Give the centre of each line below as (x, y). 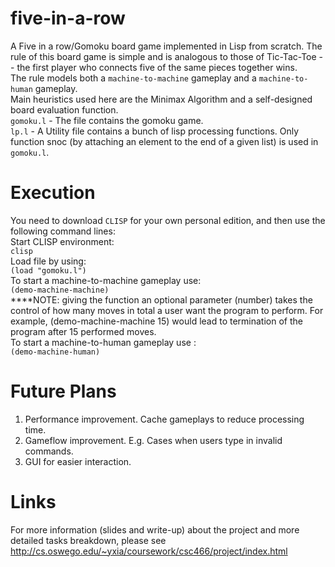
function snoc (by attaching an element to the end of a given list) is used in (164, 141)
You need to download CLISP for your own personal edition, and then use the (168, 220)
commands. (49, 451)
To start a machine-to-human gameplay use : (103, 342)
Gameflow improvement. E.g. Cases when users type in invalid (153, 440)
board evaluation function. (64, 109)
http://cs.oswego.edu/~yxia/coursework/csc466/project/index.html (149, 551)
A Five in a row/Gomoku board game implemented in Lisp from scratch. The (166, 46)
